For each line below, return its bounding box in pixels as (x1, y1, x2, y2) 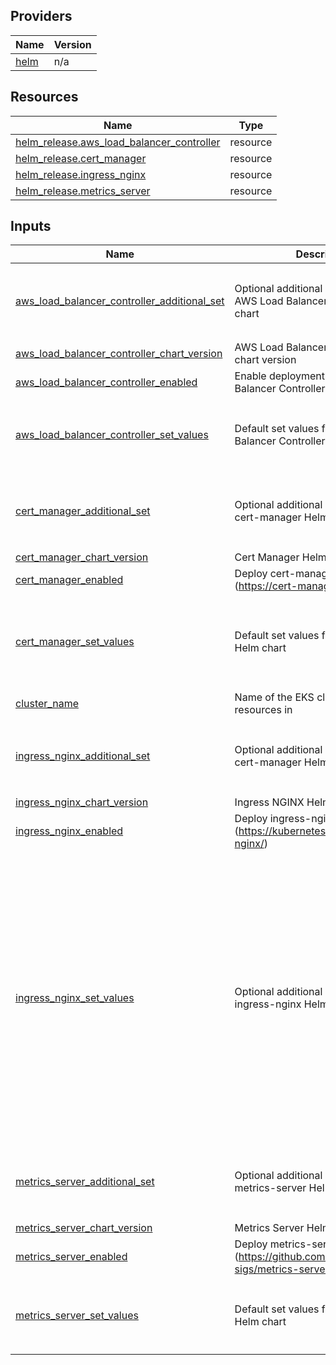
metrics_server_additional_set (15, 1175, 155, 1189)
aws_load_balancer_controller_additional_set (15, 294, 225, 308)
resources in (234, 703, 293, 717)
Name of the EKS (234, 690, 315, 704)
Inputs (10, 218, 52, 235)
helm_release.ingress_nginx (15, 167, 147, 181)
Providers (10, 8, 73, 25)
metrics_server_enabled (15, 1250, 128, 1264)
